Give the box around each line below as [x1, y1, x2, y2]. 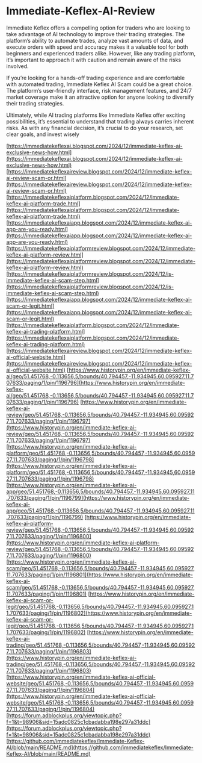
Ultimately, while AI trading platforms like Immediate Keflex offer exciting [6, 111, 186, 119]
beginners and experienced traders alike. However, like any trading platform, [6, 49, 196, 57]
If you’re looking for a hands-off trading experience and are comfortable [6, 74, 185, 81]
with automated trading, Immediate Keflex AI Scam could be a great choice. [6, 80, 194, 88]
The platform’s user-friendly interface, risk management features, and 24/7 [6, 87, 192, 94]
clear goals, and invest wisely [6, 131, 79, 138]
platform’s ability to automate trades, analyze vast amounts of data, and [6, 37, 183, 44]
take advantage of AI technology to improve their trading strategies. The [6, 30, 185, 37]
